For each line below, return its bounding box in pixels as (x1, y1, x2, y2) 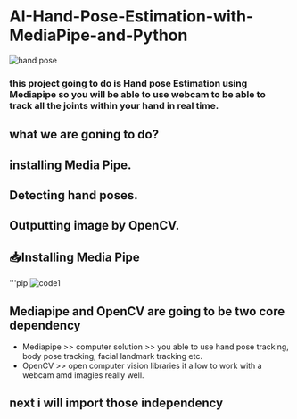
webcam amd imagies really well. (21, 370, 144, 381)
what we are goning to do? (9, 127, 159, 142)
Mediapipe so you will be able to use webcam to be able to (9, 88, 266, 100)
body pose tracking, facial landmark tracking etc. (21, 351, 203, 362)
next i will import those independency (9, 396, 224, 411)
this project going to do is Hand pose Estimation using (9, 77, 248, 89)
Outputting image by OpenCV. (9, 218, 180, 233)
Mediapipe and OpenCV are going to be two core (9, 304, 285, 319)
